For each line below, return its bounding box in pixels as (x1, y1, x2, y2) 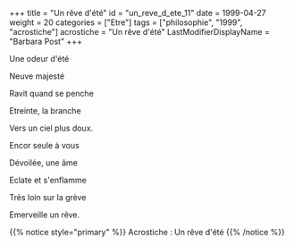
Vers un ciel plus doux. (9, 123, 94, 133)
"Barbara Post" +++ (9, 36, 83, 47)
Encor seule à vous (9, 140, 80, 150)
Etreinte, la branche (9, 106, 82, 115)
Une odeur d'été (9, 54, 70, 64)
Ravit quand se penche (9, 89, 94, 98)
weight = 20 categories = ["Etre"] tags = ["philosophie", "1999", (9, 17, 243, 28)
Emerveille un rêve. (9, 209, 80, 220)
